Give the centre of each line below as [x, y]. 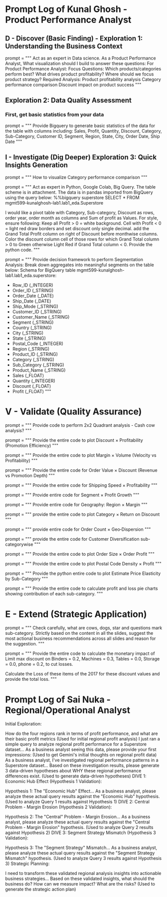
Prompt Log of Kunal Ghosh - [66, 9]
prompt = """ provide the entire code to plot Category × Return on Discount [83, 514]
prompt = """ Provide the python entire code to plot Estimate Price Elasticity [83, 573]
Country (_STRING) [32, 327]
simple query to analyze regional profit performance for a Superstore [76, 744]
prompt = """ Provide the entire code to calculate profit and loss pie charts [82, 588]
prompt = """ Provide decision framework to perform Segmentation [74, 259]
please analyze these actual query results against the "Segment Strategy [80, 853]
